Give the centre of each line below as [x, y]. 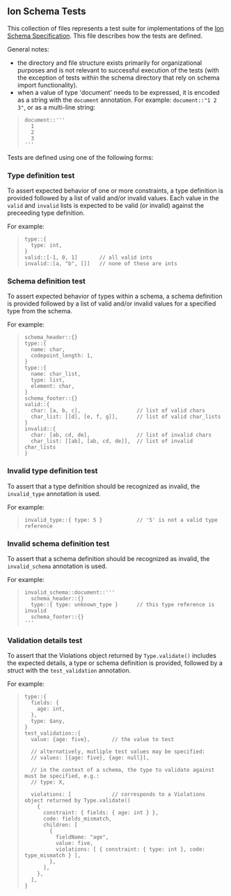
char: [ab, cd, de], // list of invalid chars [121, 435]
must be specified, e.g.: [62, 776]
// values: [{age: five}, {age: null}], [90, 758]
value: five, [74, 844]
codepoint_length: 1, [62, 356]
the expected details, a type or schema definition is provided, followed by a [115, 663]
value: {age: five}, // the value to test [103, 740]
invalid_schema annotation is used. [57, 566]
